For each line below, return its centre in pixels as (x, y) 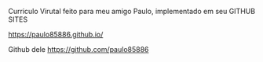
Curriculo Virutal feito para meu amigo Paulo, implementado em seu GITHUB (132, 11)
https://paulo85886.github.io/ (56, 34)
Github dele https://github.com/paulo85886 (79, 49)
